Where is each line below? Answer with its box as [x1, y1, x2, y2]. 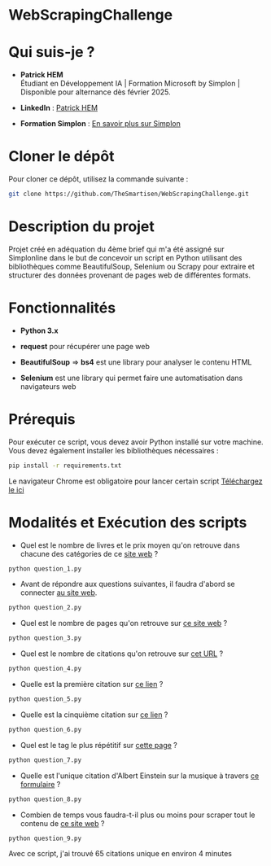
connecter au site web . [20, 588, 98, 597]
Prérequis [8, 410, 76, 428]
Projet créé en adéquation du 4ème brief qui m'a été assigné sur [8, 244, 225, 254]
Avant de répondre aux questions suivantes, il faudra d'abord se [20, 580, 235, 589]
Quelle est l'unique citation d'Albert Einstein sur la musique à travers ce [20, 771, 260, 781]
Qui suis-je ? [8, 43, 95, 62]
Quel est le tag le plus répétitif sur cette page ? [20, 740, 177, 750]
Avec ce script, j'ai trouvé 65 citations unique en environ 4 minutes [8, 849, 232, 859]
